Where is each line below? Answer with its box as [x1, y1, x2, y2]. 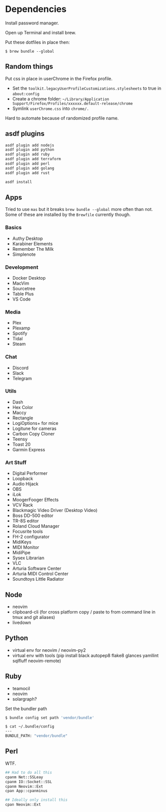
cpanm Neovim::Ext [5, 784, 43, 789]
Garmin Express [12, 446, 46, 452]
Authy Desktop [12, 235, 43, 241]
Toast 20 [12, 441, 31, 447]
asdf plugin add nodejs [5, 143, 55, 148]
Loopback [12, 476, 33, 482]
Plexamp [12, 325, 31, 331]
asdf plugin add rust [5, 170, 50, 175]
